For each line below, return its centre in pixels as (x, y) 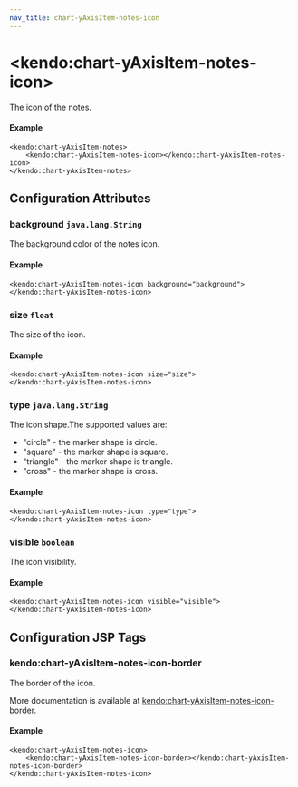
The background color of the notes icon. (85, 244)
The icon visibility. (43, 561)
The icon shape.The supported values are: (88, 425)
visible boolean (42, 542)
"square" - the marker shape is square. (95, 452)
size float (32, 315)
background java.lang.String (76, 225)
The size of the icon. (48, 334)
